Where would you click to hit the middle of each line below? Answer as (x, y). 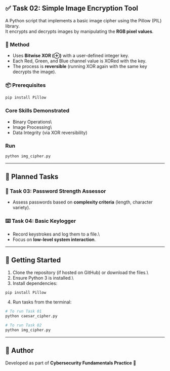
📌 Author (19, 350)
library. (13, 26)
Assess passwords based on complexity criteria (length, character (82, 202)
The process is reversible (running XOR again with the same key (80, 66)
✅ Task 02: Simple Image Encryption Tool (72, 8)
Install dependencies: (35, 283)
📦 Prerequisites (26, 85)
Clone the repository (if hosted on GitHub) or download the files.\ (80, 272)
